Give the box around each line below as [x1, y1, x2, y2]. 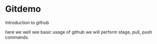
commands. [5, 34, 30, 40]
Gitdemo [5, 3, 41, 15]
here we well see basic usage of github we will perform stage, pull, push [5, 29, 152, 35]
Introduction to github [5, 20, 49, 25]
